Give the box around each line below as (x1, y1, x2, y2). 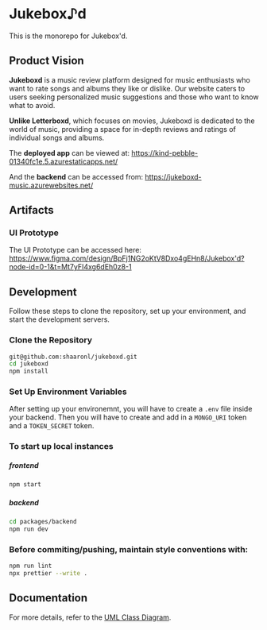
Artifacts (9, 203, 54, 217)
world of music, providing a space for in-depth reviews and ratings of (9, 124, 237, 133)
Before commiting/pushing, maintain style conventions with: (9, 543, 249, 555)
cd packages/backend (9, 518, 78, 526)
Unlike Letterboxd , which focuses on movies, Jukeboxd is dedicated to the (9, 116, 255, 126)
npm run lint (9, 562, 52, 570)
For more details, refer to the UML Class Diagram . (9, 613, 172, 622)
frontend (9, 460, 39, 470)
